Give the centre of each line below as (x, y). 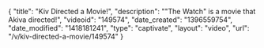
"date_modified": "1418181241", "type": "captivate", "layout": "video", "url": (129, 28)
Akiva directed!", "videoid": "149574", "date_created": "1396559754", (121, 20)
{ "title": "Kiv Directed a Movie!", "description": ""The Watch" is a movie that (132, 11)
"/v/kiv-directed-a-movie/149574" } (66, 36)
